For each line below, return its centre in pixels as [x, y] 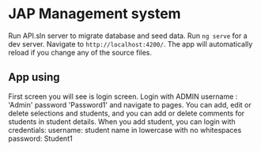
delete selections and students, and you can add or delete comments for [127, 113]
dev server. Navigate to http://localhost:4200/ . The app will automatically [130, 43]
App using [34, 77]
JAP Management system [95, 14]
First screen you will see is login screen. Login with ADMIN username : [123, 96]
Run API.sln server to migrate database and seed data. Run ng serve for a [128, 36]
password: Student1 [40, 138]
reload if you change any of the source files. [80, 52]
